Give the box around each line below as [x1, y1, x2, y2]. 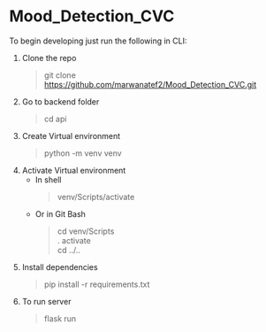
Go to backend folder [21, 96, 100, 107]
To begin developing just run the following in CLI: [9, 35, 187, 46]
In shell [34, 174, 62, 185]
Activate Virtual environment [21, 165, 126, 175]
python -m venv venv [43, 148, 122, 158]
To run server [21, 296, 72, 306]
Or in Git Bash [34, 208, 87, 219]
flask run [43, 313, 77, 324]
